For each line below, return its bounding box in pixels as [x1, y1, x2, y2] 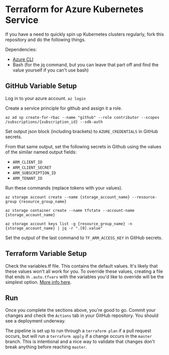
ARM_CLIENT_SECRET [12, 165, 52, 170]
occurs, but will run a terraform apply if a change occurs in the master [5, 333, 152, 339]
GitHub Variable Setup [5, 82, 77, 90]
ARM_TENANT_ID [12, 176, 43, 181]
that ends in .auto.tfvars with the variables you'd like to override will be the [5, 273, 164, 280]
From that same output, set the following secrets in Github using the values [5, 143, 162, 149]
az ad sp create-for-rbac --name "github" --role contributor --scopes [5, 115, 159, 120]
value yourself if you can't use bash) [12, 67, 89, 73]
